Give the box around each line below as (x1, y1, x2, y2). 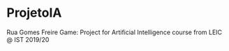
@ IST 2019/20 (6, 35, 50, 43)
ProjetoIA (6, 5, 62, 21)
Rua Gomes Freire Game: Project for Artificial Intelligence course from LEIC (6, 28, 223, 36)
